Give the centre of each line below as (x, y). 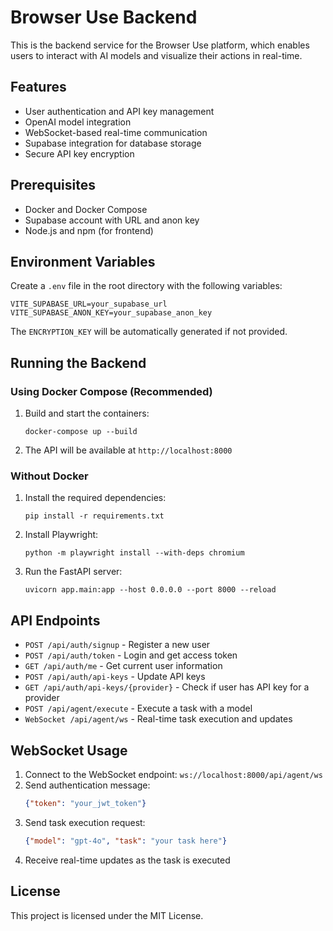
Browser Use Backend (104, 17)
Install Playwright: (61, 535)
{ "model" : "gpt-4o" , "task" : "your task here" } (126, 841)
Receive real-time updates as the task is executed (127, 860)
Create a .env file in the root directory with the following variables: (146, 286)
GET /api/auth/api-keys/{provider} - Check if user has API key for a (167, 687)
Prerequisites (53, 185)
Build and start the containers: (87, 413)
